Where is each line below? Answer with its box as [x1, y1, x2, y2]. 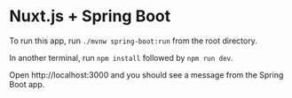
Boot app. [9, 79, 45, 89]
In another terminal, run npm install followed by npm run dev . [9, 52, 233, 63]
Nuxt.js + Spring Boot [9, 6, 171, 26]
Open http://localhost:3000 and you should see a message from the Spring [9, 69, 284, 80]
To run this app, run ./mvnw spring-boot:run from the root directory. [9, 35, 257, 46]
